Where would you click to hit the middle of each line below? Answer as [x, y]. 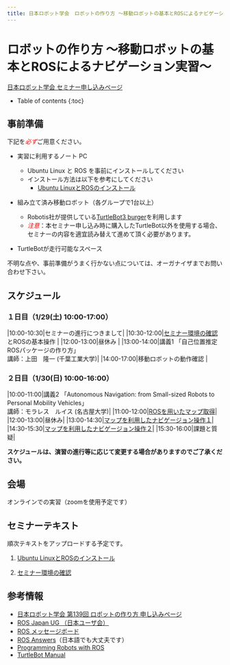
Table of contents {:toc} [50, 101]
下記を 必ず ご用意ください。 [46, 142]
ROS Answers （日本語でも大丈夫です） [72, 640]
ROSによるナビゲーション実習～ [121, 66]
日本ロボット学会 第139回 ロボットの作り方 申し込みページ [100, 614]
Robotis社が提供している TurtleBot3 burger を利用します [105, 217]
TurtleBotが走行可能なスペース [60, 249]
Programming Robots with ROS [61, 647]
